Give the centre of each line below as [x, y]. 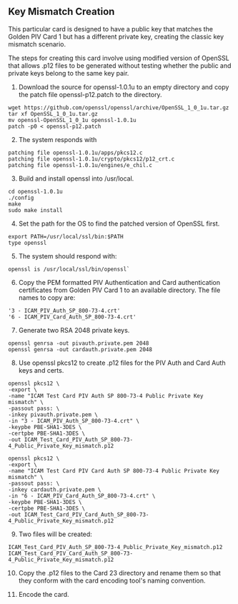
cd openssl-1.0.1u [35, 191]
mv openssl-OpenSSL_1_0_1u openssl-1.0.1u [72, 120]
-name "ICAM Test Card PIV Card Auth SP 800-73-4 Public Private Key [114, 470]
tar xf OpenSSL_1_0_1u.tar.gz [53, 114]
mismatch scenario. [37, 44]
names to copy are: [47, 297]
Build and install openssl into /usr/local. [76, 178]
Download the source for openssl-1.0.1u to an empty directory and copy [124, 87]
